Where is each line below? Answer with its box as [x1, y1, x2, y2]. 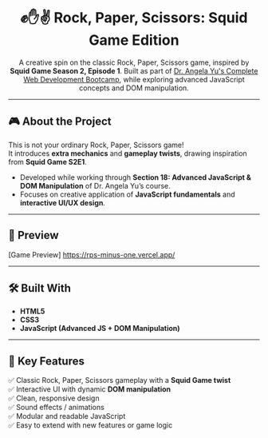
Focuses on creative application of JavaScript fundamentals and [19, 189, 235, 199]
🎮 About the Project [8, 115, 112, 129]
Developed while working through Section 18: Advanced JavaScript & [19, 172, 251, 182]
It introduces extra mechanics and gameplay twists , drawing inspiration [8, 148, 247, 158]
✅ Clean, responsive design [8, 393, 100, 403]
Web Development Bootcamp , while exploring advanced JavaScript [23, 74, 245, 84]
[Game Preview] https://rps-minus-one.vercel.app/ [8, 249, 175, 259]
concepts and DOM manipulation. [79, 83, 189, 93]
